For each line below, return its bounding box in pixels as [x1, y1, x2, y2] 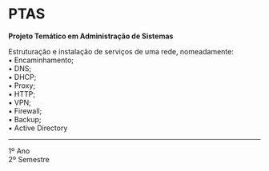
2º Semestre [8, 154, 50, 164]
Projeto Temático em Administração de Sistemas [8, 31, 174, 41]
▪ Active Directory [8, 123, 68, 133]
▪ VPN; [8, 97, 32, 107]
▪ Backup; [8, 114, 42, 124]
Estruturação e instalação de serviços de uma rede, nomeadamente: [8, 46, 234, 56]
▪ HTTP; [8, 89, 36, 98]
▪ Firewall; [8, 105, 42, 116]
